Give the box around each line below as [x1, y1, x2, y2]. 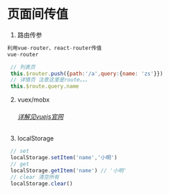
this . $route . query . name [10, 83, 79, 90]
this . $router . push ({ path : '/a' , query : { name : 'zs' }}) [10, 70, 163, 77]
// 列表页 [10, 63, 36, 70]
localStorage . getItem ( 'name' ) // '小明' [10, 168, 127, 175]
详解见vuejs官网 [17, 112, 64, 120]
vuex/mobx [17, 95, 50, 104]
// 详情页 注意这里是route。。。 [10, 76, 90, 83]
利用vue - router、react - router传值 [7, 45, 102, 51]
